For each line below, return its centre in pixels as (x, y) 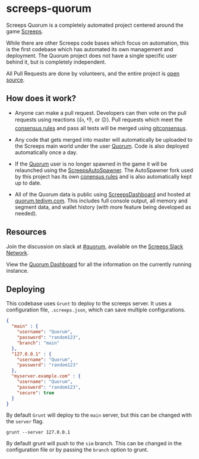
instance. (18, 270)
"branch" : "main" (38, 343)
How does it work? (41, 99)
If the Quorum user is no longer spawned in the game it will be (91, 164)
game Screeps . (25, 31)
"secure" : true (36, 393)
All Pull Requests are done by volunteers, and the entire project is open (93, 73)
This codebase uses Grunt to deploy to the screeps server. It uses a (89, 304)
